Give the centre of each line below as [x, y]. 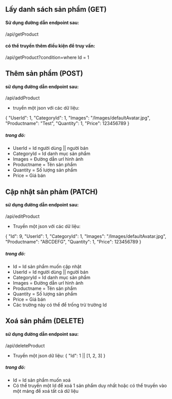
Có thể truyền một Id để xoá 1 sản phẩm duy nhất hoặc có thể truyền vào [90, 386]
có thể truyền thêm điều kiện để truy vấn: [50, 46]
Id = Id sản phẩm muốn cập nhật [47, 266]
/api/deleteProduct [25, 345]
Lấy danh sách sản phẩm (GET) [56, 10]
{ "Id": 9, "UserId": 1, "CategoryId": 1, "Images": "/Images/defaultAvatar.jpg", [86, 236]
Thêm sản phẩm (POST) [44, 73]
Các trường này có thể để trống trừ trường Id [60, 305]
